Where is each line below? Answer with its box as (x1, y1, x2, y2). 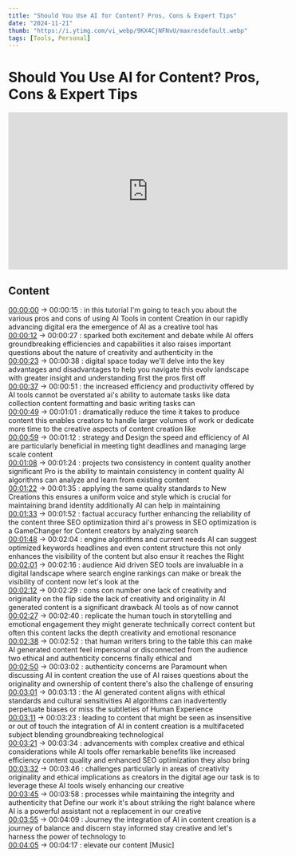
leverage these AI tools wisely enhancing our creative (8, 781, 185, 790)
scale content (8, 449, 53, 459)
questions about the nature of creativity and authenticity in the (8, 348, 214, 357)
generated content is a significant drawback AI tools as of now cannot (8, 603, 239, 612)
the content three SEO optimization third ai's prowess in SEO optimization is (8, 517, 257, 527)
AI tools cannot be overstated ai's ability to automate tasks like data (8, 390, 231, 400)
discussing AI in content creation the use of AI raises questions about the (8, 671, 249, 680)
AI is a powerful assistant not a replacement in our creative (8, 807, 202, 815)
